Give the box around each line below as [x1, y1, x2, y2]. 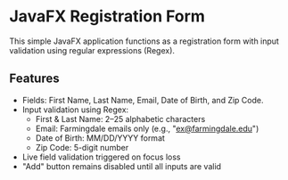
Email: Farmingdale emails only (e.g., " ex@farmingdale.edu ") [35, 123, 259, 134]
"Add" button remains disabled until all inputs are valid [21, 160, 221, 171]
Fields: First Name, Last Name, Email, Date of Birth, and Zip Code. [21, 94, 264, 105]
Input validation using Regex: [21, 104, 129, 115]
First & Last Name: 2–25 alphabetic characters [35, 113, 206, 124]
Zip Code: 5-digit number [35, 142, 129, 152]
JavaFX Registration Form [9, 6, 205, 27]
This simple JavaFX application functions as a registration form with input [9, 36, 279, 46]
